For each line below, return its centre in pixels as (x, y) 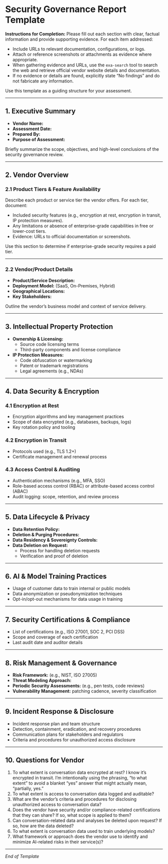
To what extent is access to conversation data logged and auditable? (83, 794)
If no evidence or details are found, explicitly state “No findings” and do (86, 75)
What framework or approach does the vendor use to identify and (80, 836)
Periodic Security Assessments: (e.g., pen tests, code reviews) (78, 686)
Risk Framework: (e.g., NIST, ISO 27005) (55, 675)
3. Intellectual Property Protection (59, 327)
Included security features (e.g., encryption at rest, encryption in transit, (87, 215)
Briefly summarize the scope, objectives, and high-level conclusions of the (82, 149)
